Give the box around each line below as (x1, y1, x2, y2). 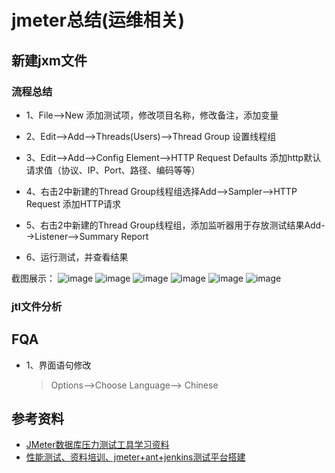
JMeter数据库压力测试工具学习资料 (25, 439, 170, 451)
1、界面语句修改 (25, 359, 92, 371)
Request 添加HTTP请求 (25, 197, 122, 210)
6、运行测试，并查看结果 (25, 251, 129, 263)
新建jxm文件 (11, 52, 88, 69)
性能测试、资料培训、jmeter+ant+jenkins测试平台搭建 (25, 451, 246, 463)
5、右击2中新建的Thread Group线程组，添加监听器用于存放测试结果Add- (25, 219, 326, 231)
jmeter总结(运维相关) (11, 9, 185, 32)
